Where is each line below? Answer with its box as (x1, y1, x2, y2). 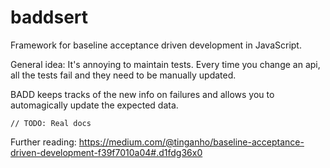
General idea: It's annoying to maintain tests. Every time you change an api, (10, 58, 321, 70)
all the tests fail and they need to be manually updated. (10, 69, 237, 81)
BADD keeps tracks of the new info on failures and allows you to (10, 88, 275, 100)
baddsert (10, 6, 89, 29)
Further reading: (10, 136, 77, 148)
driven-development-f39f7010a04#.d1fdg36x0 (10, 146, 203, 158)
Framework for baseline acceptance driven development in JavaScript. (10, 39, 302, 51)
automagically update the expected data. (10, 99, 179, 111)
